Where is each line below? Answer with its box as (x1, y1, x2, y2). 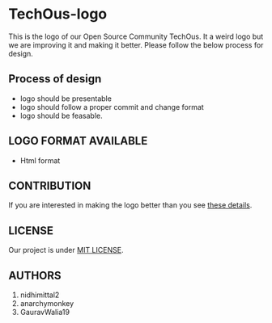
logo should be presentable (19, 94, 112, 103)
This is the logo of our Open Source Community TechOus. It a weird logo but (8, 31, 264, 41)
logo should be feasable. (19, 111, 103, 120)
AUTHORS (8, 268, 62, 283)
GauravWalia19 (19, 308, 70, 317)
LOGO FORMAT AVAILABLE (8, 134, 148, 148)
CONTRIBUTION (8, 178, 91, 192)
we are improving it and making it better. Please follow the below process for (8, 40, 264, 49)
